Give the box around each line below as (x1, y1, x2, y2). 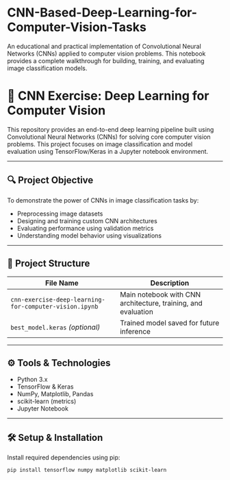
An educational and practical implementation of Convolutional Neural (7, 42, 202, 50)
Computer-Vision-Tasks (7, 19, 147, 35)
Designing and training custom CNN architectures (16, 216, 157, 225)
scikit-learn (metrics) (16, 397, 77, 406)
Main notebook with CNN (119, 290, 201, 299)
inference (119, 326, 151, 336)
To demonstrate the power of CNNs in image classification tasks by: (7, 196, 199, 204)
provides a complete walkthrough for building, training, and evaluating (7, 56, 205, 65)
